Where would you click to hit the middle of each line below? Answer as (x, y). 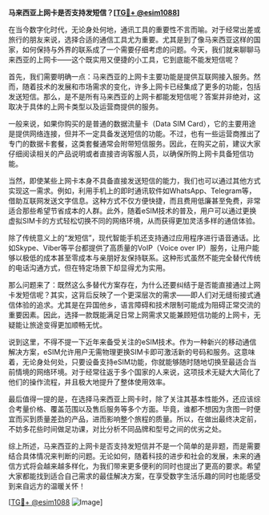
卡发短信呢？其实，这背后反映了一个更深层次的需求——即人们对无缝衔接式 (131, 295)
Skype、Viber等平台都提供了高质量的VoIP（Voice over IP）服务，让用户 (133, 248)
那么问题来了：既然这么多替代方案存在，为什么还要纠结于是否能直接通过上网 (134, 285)
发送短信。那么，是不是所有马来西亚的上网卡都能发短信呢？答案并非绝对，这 (134, 97)
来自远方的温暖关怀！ (50, 486)
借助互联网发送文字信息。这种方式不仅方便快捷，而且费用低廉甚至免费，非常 (134, 201)
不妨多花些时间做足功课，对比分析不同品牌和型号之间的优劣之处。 (117, 429)
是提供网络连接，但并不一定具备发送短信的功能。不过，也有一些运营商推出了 (134, 134)
